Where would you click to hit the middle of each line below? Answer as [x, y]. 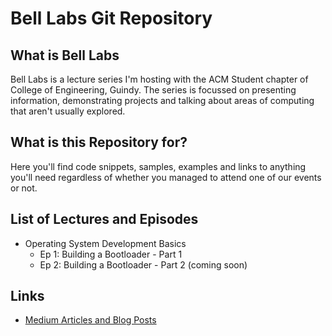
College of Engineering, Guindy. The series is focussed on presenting [153, 90]
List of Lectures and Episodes [104, 219]
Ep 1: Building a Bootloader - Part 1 [111, 254]
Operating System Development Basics [105, 243]
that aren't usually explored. [68, 111]
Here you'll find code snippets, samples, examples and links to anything [158, 166]
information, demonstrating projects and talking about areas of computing [162, 100]
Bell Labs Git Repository [111, 18]
